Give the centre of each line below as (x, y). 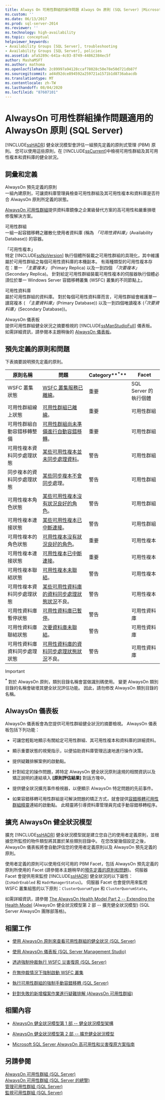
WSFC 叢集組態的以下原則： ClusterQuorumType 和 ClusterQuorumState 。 (78, 889)
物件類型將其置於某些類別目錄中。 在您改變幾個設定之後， (89, 841)
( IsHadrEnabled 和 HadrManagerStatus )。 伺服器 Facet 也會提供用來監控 (76, 882)
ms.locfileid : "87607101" (31, 92)
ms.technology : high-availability (41, 33)
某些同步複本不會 (62, 476)
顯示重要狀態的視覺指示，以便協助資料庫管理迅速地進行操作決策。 (79, 751)
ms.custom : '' (20, 14)
